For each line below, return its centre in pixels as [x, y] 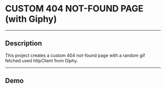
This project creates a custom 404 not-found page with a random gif [75, 55]
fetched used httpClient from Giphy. [41, 60]
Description [23, 43]
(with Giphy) [31, 19]
